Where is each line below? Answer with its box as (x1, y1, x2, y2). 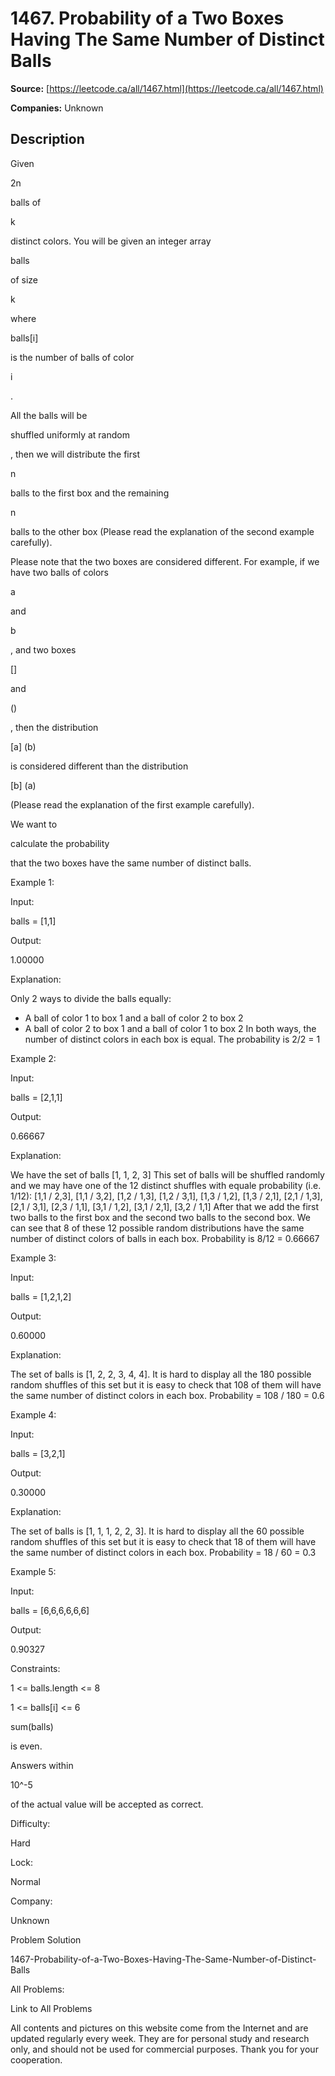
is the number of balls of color (10, 351, 135, 363)
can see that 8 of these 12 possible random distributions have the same (10, 1222, 305, 1234)
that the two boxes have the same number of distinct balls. (10, 857, 252, 869)
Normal (10, 1875, 41, 1887)
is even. (10, 1740, 43, 1752)
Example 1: (10, 876, 55, 888)
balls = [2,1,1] (10, 1091, 63, 1103)
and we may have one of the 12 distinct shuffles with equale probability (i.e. (10, 1179, 322, 1191)
